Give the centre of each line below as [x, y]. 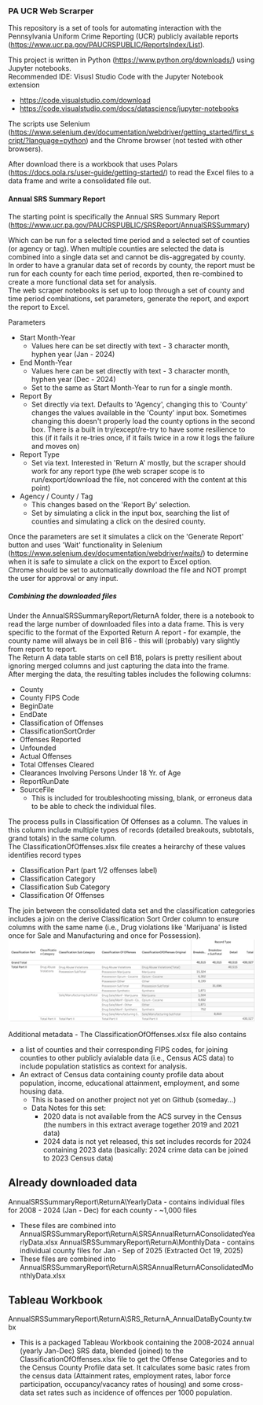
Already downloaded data [73, 1183]
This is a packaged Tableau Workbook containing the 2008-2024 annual [137, 1343]
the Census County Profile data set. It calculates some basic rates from [135, 1368]
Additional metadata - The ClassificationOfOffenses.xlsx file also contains [128, 1034]
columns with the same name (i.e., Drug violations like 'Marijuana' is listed [128, 927]
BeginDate [36, 706]
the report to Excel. [39, 307]
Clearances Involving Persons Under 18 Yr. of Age [100, 773]
